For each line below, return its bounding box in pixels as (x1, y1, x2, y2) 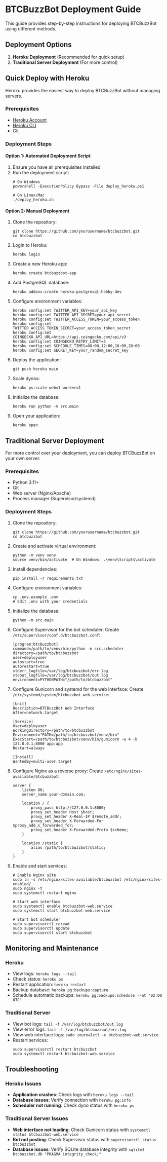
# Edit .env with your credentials (12, 599, 88, 604)
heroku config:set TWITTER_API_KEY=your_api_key (12, 308, 117, 313)
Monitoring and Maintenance (5, 944, 99, 952)
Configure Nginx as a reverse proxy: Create (12, 768, 104, 774)
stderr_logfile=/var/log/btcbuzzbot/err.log (12, 668, 108, 673)
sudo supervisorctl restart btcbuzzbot (12, 1046, 97, 1052)
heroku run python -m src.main (12, 404, 79, 409)
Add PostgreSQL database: (12, 280, 70, 286)
